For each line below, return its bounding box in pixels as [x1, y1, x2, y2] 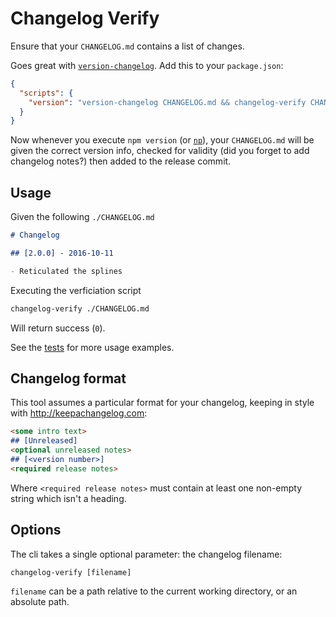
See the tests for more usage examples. [10, 341, 175, 353]
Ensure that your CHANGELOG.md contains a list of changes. [10, 40, 245, 52]
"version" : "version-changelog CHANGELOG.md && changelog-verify [28, 97, 307, 107]
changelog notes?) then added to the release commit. [10, 155, 232, 167]
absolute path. [10, 595, 70, 607]
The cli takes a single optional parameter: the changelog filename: [10, 548, 283, 560]
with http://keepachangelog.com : [10, 407, 148, 419]
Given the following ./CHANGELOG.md [10, 211, 155, 223]
